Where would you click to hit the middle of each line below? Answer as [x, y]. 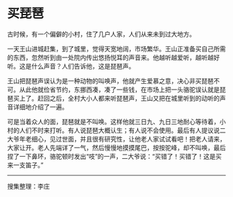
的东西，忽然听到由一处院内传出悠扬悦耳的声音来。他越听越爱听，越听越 [110, 57]
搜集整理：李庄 [28, 186]
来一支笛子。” [25, 165]
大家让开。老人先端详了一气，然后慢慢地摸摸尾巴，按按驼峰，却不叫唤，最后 [116, 147]
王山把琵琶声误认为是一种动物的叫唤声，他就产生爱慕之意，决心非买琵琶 [110, 80]
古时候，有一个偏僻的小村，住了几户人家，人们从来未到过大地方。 [101, 34]
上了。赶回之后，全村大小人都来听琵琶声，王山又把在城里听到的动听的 [119, 98]
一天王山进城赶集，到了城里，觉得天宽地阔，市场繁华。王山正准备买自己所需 [116, 49]
